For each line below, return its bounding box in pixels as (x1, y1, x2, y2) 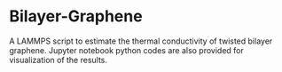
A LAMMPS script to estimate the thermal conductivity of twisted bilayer (9, 36, 273, 46)
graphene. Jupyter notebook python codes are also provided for (9, 44, 244, 55)
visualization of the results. (9, 54, 108, 65)
